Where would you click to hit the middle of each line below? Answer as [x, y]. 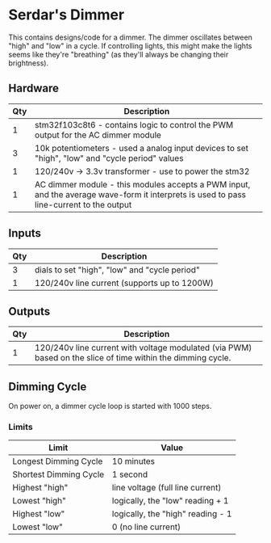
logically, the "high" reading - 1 [172, 514]
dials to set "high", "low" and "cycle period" [117, 270]
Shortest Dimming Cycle [58, 474]
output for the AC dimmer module [98, 135]
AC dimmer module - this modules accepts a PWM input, [143, 184]
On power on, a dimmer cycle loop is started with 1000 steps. [110, 406]
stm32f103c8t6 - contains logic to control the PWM [134, 124]
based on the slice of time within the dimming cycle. [133, 358]
